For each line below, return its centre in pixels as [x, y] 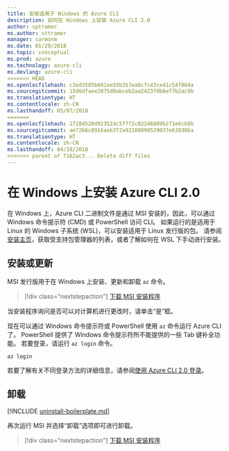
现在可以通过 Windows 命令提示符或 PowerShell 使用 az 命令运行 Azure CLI [114, 326]
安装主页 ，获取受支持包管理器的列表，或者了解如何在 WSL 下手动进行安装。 [116, 239]
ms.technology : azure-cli [44, 65]
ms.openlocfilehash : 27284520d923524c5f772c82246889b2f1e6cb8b [101, 124]
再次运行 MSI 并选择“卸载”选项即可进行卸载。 [72, 426]
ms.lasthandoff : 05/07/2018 [48, 111]
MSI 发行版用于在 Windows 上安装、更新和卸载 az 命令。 [88, 281]
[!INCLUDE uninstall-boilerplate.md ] [58, 411]
